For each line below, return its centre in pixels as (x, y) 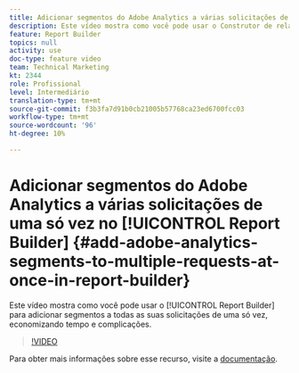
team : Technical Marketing (59, 68)
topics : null (33, 42)
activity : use (36, 51)
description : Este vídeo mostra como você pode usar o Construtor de (141, 26)
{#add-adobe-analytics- (165, 243)
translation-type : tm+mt (55, 100)
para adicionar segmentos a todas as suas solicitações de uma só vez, (139, 314)
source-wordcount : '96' (53, 126)
